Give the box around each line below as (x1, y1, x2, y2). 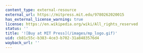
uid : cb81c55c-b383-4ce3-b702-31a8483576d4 (5, 36, 100, 41)
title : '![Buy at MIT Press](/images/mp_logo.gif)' (5, 31, 117, 36)
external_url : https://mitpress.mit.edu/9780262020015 (5, 12, 125, 17)
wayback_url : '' (5, 40, 40, 45)
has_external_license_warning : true (5, 17, 83, 22)
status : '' (5, 26, 29, 31)
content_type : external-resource (5, 7, 77, 13)
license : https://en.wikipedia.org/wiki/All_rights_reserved (5, 21, 138, 27)
